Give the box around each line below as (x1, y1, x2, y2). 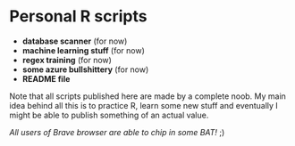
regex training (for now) (21, 54, 112, 65)
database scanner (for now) (21, 36, 128, 46)
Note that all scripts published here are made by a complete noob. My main (9, 91, 286, 101)
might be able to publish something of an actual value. (9, 109, 209, 120)
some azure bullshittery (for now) (21, 64, 149, 75)
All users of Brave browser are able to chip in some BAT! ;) (9, 126, 225, 137)
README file (21, 73, 71, 84)
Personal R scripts (9, 6, 147, 27)
